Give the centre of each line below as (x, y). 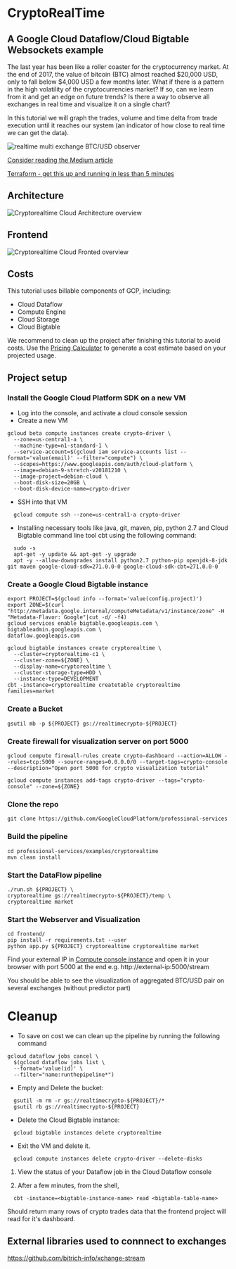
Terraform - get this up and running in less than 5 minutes (91, 173)
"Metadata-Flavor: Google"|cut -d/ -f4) (67, 617)
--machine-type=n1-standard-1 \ (61, 446)
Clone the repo (33, 804)
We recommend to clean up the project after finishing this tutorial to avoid (114, 341)
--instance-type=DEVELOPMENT (56, 679)
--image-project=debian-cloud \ (61, 476)
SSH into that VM (42, 502)
